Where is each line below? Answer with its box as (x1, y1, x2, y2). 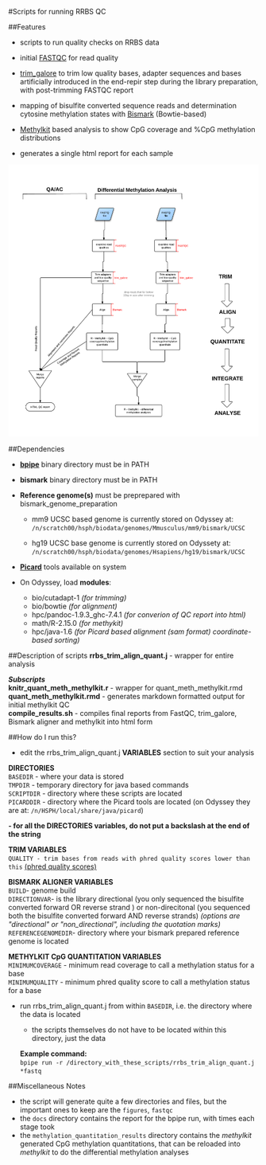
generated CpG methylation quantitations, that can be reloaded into (19, 1139, 241, 1149)
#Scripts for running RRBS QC (8, 7, 106, 16)
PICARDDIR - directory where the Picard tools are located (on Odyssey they (8, 797, 251, 807)
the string (8, 830, 41, 839)
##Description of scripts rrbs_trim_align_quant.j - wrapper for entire (8, 651, 234, 660)
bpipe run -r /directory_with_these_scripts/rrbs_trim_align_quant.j (19, 1059, 256, 1067)
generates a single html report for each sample (19, 149, 173, 158)
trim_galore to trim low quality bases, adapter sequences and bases (19, 68, 242, 78)
